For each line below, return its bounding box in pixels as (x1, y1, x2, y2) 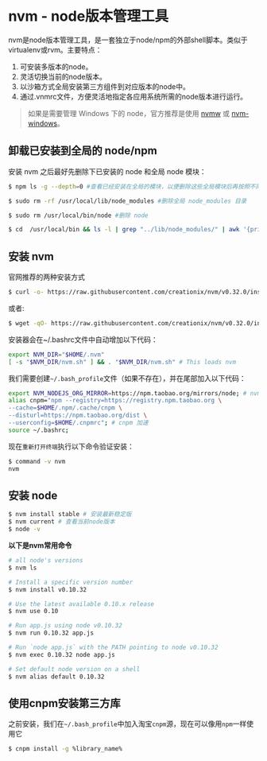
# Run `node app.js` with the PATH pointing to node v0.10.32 (8, 643, 219, 651)
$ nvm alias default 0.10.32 (8, 673, 105, 681)
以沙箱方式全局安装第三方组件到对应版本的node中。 (19, 81, 191, 91)
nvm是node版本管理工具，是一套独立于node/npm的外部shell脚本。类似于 (8, 35, 248, 45)
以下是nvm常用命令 (8, 541, 72, 549)
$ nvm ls (8, 564, 37, 572)
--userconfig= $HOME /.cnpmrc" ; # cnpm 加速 (8, 419, 149, 427)
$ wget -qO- (8, 319, 48, 327)
